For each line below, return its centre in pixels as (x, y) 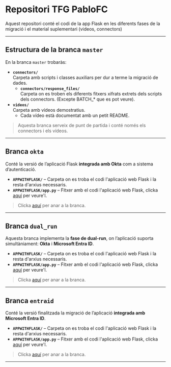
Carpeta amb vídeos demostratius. (49, 110)
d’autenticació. (21, 169)
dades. (20, 83)
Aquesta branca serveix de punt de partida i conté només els (82, 125)
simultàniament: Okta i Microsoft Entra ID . (50, 244)
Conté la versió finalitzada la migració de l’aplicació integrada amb (75, 313)
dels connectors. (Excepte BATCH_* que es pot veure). (78, 99)
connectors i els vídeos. (43, 131)
